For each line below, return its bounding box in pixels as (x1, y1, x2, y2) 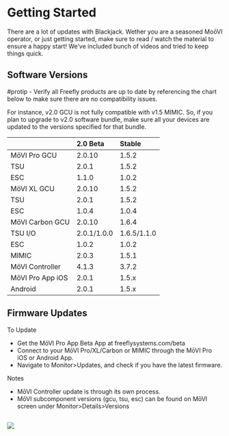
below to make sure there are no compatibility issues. (7, 95, 158, 103)
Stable (119, 138, 142, 148)
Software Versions (7, 69, 88, 81)
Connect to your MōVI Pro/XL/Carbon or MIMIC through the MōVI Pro (16, 346, 213, 354)
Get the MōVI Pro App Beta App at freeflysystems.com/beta (16, 339, 186, 347)
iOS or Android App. (16, 353, 74, 361)
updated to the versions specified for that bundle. (7, 122, 147, 131)
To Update (7, 326, 37, 334)
